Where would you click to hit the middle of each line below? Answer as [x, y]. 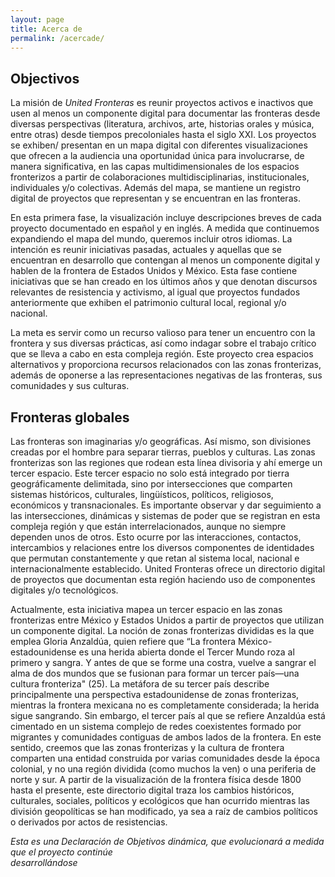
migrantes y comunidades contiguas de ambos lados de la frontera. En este [166, 737]
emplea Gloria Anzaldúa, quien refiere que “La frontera [123, 641]
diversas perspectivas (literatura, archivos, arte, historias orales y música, [162, 124]
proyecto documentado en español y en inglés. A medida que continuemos [165, 228]
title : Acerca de [46, 29]
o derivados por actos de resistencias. [89, 822]
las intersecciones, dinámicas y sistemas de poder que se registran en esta [165, 515]
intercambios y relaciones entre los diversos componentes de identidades [162, 547]
